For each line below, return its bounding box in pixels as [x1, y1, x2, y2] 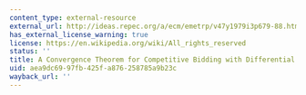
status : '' [9, 47, 51, 56]
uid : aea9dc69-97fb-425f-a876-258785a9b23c [9, 64, 178, 73]
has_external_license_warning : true [9, 30, 148, 39]
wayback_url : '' [9, 72, 71, 81]
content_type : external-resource [9, 13, 137, 23]
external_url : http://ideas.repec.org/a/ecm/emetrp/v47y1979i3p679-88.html [9, 22, 303, 31]
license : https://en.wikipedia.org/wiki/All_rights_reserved [9, 38, 247, 48]
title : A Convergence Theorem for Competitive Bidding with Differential [9, 55, 296, 64]
